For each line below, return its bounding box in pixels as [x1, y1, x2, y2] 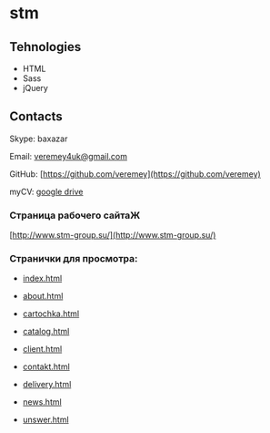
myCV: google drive [9, 186, 84, 197]
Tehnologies [9, 39, 82, 55]
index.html [22, 273, 63, 284]
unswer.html [22, 414, 70, 426]
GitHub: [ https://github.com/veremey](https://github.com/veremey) [9, 168, 261, 180]
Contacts [9, 108, 64, 125]
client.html [22, 344, 63, 355]
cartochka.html [22, 308, 80, 319]
